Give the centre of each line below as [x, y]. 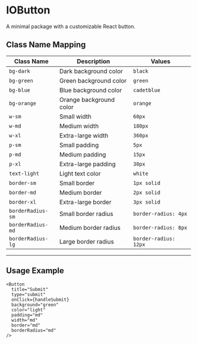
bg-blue [20, 90]
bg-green [21, 80]
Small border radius [86, 214]
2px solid [147, 192]
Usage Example [35, 271]
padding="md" [27, 315]
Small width [76, 116]
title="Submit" [30, 289]
